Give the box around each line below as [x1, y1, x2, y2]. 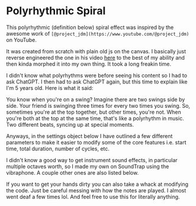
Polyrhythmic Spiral [6, 4, 106, 18]
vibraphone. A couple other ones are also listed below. [6, 169, 139, 176]
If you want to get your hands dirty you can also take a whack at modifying [6, 181, 188, 188]
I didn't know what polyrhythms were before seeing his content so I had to [6, 72, 188, 79]
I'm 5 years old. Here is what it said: [6, 84, 94, 91]
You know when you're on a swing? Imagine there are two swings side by [6, 96, 185, 103]
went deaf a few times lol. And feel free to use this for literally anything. [6, 193, 180, 200]
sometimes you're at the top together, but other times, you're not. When [6, 108, 182, 115]
